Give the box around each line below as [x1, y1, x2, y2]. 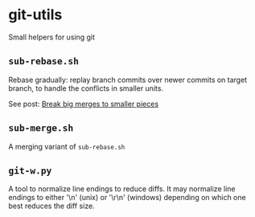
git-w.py [8, 165, 52, 176]
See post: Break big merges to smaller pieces [8, 99, 159, 108]
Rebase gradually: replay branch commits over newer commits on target [8, 75, 248, 84]
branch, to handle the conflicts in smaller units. [8, 83, 163, 93]
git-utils [8, 6, 63, 24]
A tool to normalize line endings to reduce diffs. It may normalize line [8, 184, 236, 194]
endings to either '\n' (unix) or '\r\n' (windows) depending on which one [8, 193, 247, 203]
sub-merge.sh [8, 122, 74, 134]
